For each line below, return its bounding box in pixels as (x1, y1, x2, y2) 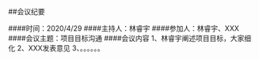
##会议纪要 (8, 7, 45, 16)
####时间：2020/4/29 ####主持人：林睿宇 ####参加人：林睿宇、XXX (8, 24, 240, 33)
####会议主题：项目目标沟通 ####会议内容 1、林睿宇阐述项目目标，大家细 (8, 34, 252, 43)
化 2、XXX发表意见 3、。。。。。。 (8, 43, 105, 53)
